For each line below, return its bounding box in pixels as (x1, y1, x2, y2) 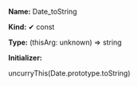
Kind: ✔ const (8, 22, 55, 31)
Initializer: (8, 53, 42, 62)
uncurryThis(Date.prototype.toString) (8, 68, 131, 78)
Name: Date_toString (8, 7, 77, 16)
